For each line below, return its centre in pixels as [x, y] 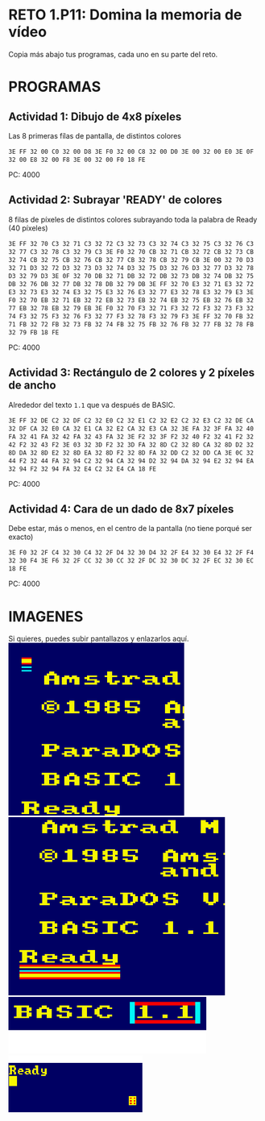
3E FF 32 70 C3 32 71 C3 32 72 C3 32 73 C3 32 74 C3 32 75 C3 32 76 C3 [131, 243]
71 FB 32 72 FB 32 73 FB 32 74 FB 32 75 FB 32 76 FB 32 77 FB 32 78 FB [131, 324]
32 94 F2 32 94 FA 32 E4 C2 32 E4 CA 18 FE [83, 469]
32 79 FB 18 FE [34, 332]
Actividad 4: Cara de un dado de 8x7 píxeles [121, 509]
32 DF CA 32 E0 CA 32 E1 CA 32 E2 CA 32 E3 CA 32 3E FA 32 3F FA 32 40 [131, 429]
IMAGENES [46, 616]
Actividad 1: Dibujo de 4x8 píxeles [95, 116]
